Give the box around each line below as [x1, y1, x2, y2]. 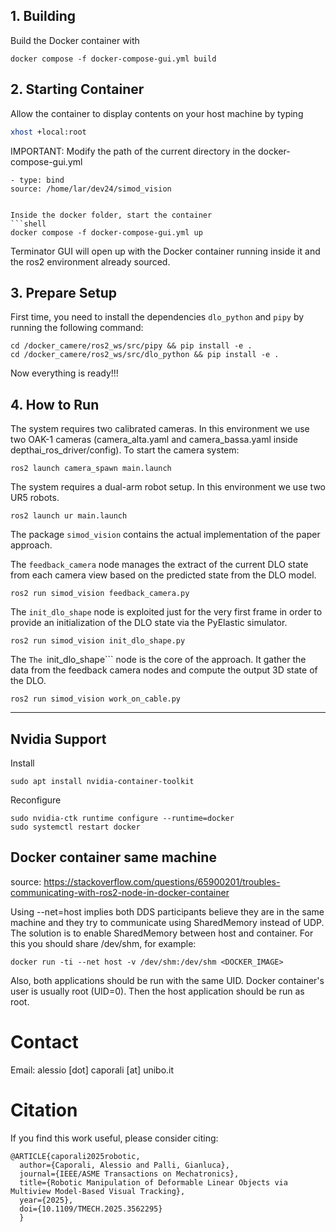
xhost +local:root [10, 127, 87, 137]
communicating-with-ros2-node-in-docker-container [10, 886, 230, 898]
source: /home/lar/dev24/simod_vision [10, 184, 172, 194]
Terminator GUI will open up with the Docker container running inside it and [10, 245, 321, 257]
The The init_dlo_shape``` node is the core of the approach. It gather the [10, 654, 307, 666]
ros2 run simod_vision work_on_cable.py [10, 694, 182, 704]
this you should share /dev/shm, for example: [10, 937, 197, 949]
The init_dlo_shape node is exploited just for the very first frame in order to [10, 606, 323, 618]
